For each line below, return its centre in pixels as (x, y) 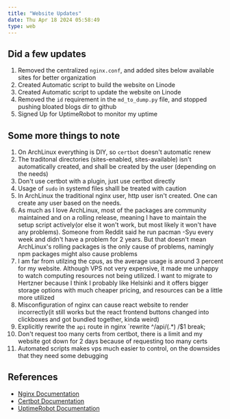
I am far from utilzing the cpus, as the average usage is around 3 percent (120, 261)
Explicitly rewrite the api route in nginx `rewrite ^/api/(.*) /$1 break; (112, 327)
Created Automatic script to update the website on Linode (99, 92)
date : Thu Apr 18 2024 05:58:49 (54, 20)
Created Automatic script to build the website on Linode (96, 85)
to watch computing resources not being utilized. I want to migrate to (115, 276)
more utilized (36, 297)
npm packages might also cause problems (77, 254)
